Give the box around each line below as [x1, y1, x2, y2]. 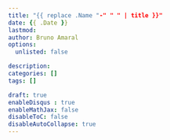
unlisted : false [15, 48, 68, 56]
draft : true [8, 91, 47, 99]
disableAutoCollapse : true [8, 120, 96, 128]
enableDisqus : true [8, 98, 76, 106]
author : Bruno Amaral [8, 33, 79, 42]
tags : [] [8, 76, 37, 85]
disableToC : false [8, 113, 68, 121]
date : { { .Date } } [8, 19, 68, 27]
